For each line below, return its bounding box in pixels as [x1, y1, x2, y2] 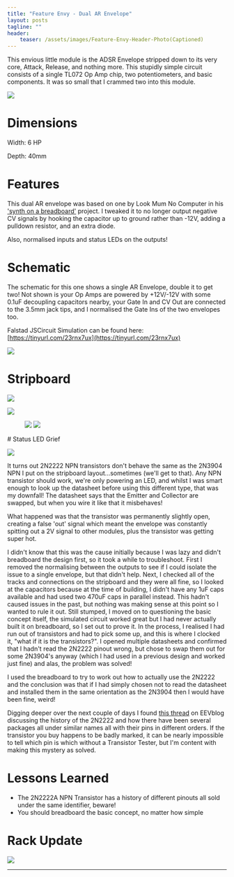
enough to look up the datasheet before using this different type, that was [7, 484, 219, 492]
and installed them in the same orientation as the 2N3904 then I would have [7, 688, 225, 696]
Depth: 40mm [7, 152, 47, 161]
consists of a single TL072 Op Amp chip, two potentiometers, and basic [7, 71, 212, 79]
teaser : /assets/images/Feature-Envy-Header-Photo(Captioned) [19, 36, 204, 43]
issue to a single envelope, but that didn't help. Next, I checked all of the [7, 570, 214, 579]
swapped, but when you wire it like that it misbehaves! [7, 498, 163, 507]
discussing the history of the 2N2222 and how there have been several [7, 716, 211, 724]
